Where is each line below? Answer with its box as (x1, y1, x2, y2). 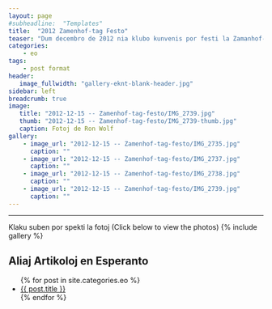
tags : (8, 57, 27, 66)
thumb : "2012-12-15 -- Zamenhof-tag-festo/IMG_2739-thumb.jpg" (19, 117, 237, 125)
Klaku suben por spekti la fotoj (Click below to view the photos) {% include (8, 222, 257, 231)
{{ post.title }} (19, 284, 66, 294)
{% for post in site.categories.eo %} (19, 276, 140, 286)
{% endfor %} (19, 293, 67, 303)
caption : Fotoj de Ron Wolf (19, 125, 114, 133)
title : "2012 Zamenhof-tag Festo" (8, 27, 129, 35)
